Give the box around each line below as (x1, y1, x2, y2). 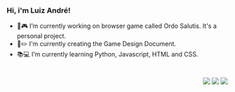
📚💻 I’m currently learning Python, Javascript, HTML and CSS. (16, 50, 199, 59)
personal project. (16, 32, 67, 40)
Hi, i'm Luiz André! (6, 6, 71, 15)
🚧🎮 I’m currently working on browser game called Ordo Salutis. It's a (16, 22, 217, 30)
